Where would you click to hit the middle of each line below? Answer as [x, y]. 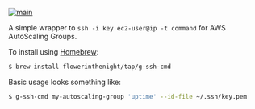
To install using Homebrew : [54, 52]
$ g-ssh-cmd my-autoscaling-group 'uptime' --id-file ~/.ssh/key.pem [128, 96]
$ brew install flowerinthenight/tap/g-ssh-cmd [90, 67]
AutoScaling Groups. [43, 36]
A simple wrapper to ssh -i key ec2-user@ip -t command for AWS [117, 28]
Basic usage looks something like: [65, 82]
